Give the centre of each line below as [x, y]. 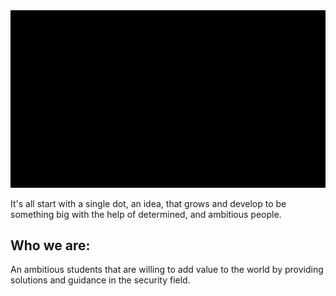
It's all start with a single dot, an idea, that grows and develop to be [148, 203]
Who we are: [50, 245]
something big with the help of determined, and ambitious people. [146, 214]
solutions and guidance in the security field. [100, 280]
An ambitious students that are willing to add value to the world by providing [167, 270]
